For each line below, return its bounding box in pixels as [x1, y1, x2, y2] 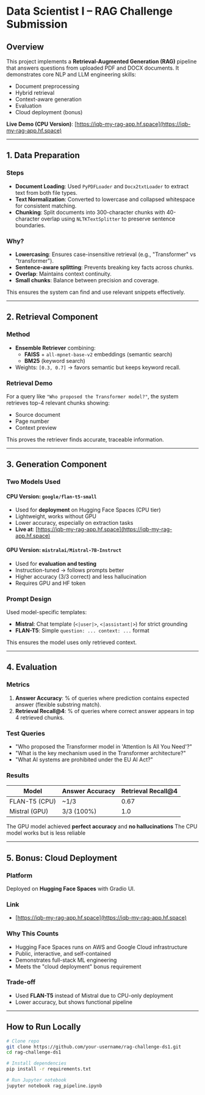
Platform [6, 871, 32, 879]
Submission [6, 17, 68, 31]
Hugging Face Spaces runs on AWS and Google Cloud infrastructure [15, 943, 188, 951]
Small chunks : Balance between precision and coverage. [15, 276, 159, 284]
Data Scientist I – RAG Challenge [6, 4, 173, 18]
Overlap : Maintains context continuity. [15, 270, 112, 277]
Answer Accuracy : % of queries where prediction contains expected [15, 694, 189, 701]
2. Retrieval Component [6, 312, 99, 322]
